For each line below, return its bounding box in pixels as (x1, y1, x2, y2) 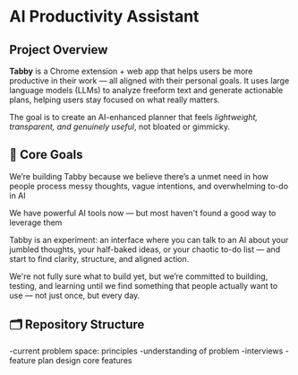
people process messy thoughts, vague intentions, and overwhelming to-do (9, 180, 289, 191)
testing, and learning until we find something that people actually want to (9, 280, 278, 291)
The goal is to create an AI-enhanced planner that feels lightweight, (9, 112, 258, 122)
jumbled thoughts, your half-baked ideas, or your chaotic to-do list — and (9, 244, 281, 255)
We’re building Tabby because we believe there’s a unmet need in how (9, 170, 268, 181)
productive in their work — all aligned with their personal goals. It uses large (9, 75, 290, 86)
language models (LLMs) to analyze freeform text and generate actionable (9, 85, 284, 95)
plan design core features (37, 354, 132, 365)
